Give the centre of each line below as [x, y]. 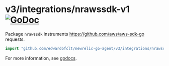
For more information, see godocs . [41, 58]
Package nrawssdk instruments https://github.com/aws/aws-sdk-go [75, 34]
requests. [15, 39]
